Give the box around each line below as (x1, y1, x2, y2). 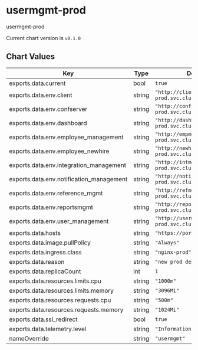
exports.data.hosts (9, 228, 61, 237)
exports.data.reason (9, 257, 65, 266)
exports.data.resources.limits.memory (9, 286, 114, 295)
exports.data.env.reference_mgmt (9, 189, 103, 197)
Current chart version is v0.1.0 (6, 34, 81, 41)
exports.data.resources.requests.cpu (9, 296, 111, 304)
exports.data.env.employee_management (9, 133, 124, 141)
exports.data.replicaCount (9, 267, 81, 275)
